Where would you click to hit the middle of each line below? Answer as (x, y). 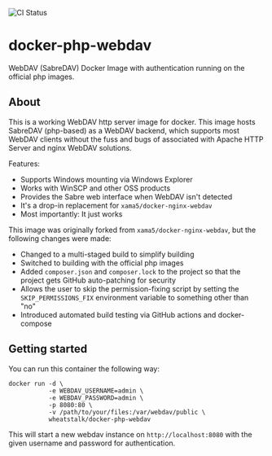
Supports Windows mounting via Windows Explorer (106, 179)
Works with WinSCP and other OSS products (95, 188)
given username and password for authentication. (92, 443)
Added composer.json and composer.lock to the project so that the (130, 271)
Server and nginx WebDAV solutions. (70, 147)
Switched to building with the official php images (102, 263)
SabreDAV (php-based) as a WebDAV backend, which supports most (124, 130)
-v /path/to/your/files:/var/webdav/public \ (127, 412)
